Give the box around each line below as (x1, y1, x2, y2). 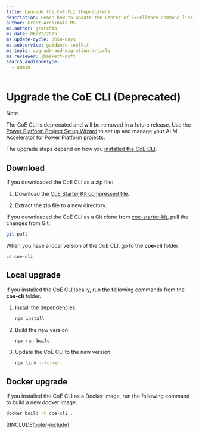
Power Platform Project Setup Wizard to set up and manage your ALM (6, 128, 178, 135)
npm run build (14, 338, 50, 344)
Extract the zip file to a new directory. (14, 202, 107, 209)
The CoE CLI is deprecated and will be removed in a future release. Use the (6, 121, 191, 128)
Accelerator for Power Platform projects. (6, 134, 105, 141)
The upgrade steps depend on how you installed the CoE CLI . (6, 146, 157, 153)
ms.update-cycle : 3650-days (6, 36, 76, 42)
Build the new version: (14, 326, 70, 333)
